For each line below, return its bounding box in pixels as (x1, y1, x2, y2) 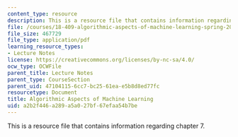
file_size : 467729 (7, 30, 62, 37)
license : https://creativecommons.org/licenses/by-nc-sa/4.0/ (7, 56, 195, 64)
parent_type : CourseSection (7, 76, 91, 83)
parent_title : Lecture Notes (7, 69, 93, 76)
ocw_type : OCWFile (7, 63, 62, 70)
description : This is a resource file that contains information (7, 17, 204, 24)
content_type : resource (7, 10, 78, 18)
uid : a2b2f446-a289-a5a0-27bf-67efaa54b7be (7, 102, 138, 109)
